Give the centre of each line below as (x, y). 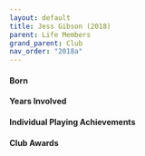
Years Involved (38, 102)
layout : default (40, 18)
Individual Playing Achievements (72, 122)
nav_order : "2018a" (46, 52)
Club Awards (34, 142)
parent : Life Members (50, 34)
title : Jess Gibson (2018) (60, 26)
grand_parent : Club (46, 43)
